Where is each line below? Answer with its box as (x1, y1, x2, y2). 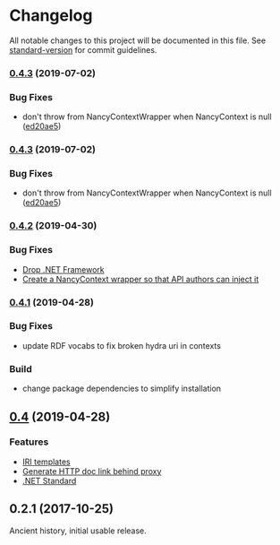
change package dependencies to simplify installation (21, 383, 222, 394)
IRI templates (21, 456, 71, 467)
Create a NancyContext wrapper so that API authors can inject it (21, 273, 259, 284)
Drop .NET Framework (21, 264, 105, 274)
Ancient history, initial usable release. (9, 525, 148, 536)
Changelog (9, 5, 93, 26)
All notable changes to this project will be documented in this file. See (9, 35, 267, 46)
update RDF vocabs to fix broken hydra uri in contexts (21, 340, 222, 350)
